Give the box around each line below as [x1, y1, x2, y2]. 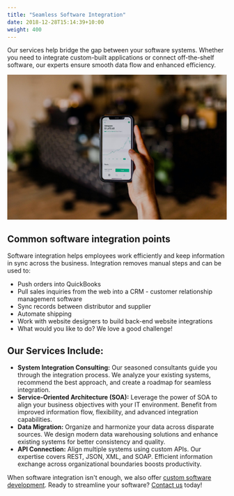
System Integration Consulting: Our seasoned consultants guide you [17, 363, 218, 372]
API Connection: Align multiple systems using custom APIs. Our [17, 445, 202, 453]
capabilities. [17, 416, 52, 424]
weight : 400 [7, 26, 42, 33]
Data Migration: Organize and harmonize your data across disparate [17, 423, 214, 431]
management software [17, 295, 82, 303]
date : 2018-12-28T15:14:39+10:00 [7, 18, 104, 26]
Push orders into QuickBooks [17, 280, 101, 289]
